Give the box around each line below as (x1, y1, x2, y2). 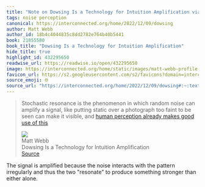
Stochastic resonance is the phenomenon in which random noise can (21, 100, 195, 107)
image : (6, 65, 23, 72)
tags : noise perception (6, 15, 67, 21)
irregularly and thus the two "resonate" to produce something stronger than (6, 169, 196, 175)
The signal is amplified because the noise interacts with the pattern (6, 162, 175, 169)
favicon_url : (6, 71, 40, 78)
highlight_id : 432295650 (6, 54, 70, 61)
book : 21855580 (6, 37, 45, 43)
